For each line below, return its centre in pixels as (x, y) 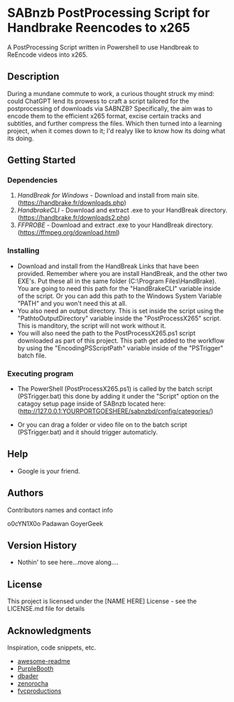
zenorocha (33, 684)
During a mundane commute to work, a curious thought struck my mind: (111, 93)
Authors (25, 493)
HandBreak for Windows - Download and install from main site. (108, 195)
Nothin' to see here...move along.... (68, 563)
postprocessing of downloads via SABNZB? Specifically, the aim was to (110, 108)
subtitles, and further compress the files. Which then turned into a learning (115, 123)
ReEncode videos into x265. (47, 55)
